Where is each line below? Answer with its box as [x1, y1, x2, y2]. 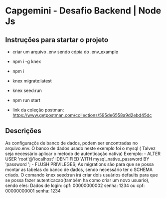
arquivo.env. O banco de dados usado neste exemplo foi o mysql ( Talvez [5, 145, 156, 151]
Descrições [5, 126, 41, 135]
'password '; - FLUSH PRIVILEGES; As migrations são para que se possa [5, 161, 154, 167]
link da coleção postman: [12, 107, 64, 112]
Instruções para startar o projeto [5, 35, 109, 44]
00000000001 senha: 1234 [5, 187, 61, 193]
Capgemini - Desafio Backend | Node [5, 5, 162, 16]
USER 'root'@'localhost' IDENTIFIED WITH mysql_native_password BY [5, 155, 150, 162]
